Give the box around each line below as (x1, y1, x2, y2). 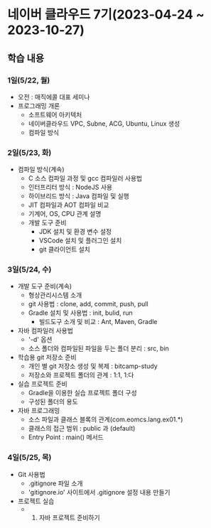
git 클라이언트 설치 (38, 245, 90, 254)
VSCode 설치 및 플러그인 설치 (38, 236, 122, 245)
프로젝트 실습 (17, 497, 55, 505)
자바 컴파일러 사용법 (17, 326, 73, 335)
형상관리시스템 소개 (28, 291, 82, 299)
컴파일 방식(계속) (17, 165, 65, 174)
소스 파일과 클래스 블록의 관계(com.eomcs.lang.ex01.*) (28, 415, 183, 424)
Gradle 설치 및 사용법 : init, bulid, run (28, 308, 133, 317)
